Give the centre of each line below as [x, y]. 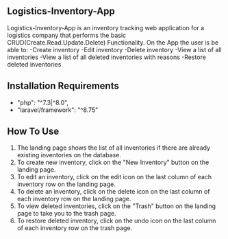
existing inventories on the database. [69, 155]
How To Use [33, 132]
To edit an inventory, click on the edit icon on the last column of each [114, 177]
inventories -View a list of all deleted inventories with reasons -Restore [107, 57]
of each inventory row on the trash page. [75, 228]
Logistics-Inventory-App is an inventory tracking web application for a [106, 27]
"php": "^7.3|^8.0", [43, 102]
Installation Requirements [63, 86]
